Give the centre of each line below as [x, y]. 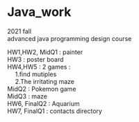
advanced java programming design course [69, 38]
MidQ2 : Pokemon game [42, 89]
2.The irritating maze [45, 81]
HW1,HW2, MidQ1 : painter [45, 52]
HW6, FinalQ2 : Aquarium [43, 103]
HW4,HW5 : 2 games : [39, 67]
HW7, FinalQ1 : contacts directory [55, 111]
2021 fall [19, 31]
